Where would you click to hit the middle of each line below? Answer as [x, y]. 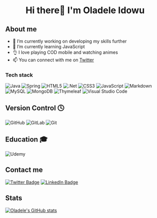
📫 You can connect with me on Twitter [53, 60]
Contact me [24, 170]
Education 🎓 [27, 139]
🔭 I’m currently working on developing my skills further [70, 41]
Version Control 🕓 [35, 108]
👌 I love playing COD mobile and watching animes [65, 52]
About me [21, 29]
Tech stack [19, 75]
